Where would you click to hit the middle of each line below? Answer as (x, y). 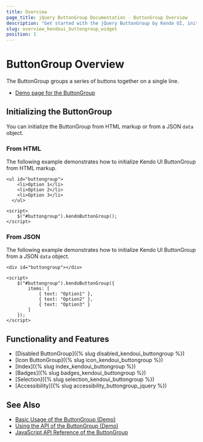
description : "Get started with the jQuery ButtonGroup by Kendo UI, (96, 23)
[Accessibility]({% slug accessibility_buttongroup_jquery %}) (91, 386)
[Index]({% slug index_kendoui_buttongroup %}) (75, 366)
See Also (23, 405)
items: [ (39, 289)
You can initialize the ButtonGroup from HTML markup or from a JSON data (100, 126)
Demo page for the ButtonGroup (55, 93)
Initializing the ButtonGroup (59, 112)
